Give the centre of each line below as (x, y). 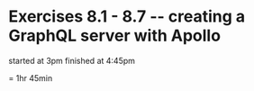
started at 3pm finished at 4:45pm (72, 60)
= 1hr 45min (31, 77)
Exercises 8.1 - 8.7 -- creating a (127, 17)
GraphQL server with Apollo (115, 36)
